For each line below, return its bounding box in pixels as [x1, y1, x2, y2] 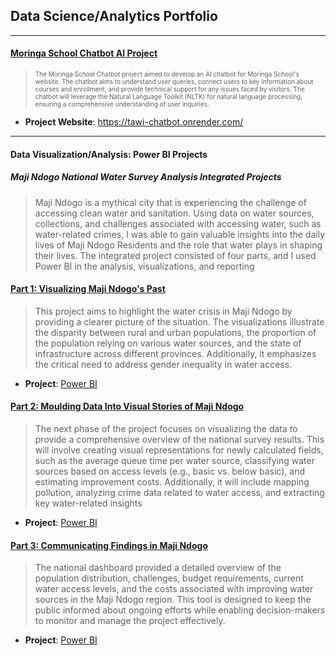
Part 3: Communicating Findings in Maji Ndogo [10, 539, 208, 551]
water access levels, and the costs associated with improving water [34, 583, 314, 595]
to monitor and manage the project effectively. [34, 615, 226, 627]
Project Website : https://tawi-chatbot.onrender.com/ [24, 116, 244, 128]
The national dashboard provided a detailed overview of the [34, 562, 282, 574]
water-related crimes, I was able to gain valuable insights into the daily [34, 228, 325, 240]
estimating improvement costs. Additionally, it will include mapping [34, 475, 310, 488]
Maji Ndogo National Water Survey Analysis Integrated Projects [10, 171, 282, 183]
